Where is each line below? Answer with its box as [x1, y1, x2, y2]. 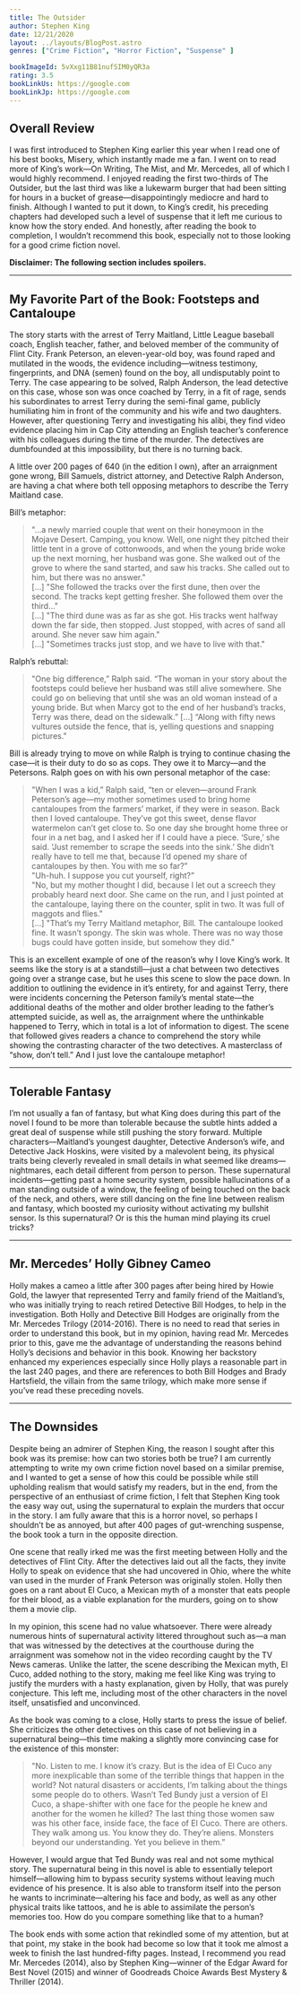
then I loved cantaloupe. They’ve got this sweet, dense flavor [30, 813, 257, 824]
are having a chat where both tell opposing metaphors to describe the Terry [9, 481, 289, 491]
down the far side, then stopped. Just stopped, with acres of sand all [30, 620, 286, 630]
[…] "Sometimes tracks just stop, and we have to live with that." [30, 638, 266, 650]
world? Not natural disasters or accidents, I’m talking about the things [30, 1779, 288, 1790]
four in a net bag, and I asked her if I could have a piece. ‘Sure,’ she [30, 832, 280, 843]
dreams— [250, 1156, 287, 1167]
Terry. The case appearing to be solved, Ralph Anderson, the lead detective [9, 377, 288, 388]
